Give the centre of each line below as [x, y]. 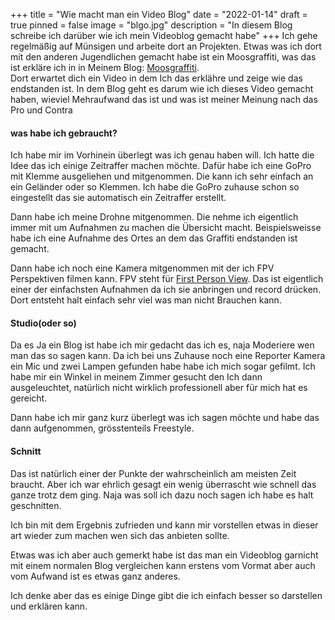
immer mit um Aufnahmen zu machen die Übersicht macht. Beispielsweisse [166, 228]
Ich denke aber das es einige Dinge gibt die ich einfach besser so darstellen [166, 595]
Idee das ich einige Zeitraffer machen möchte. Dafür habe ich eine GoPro [161, 166]
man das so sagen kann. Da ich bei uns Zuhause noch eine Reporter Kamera [168, 356]
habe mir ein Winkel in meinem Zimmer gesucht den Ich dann [136, 377]
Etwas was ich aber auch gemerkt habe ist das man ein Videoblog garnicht [164, 555]
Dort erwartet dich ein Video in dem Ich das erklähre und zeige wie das [156, 78]
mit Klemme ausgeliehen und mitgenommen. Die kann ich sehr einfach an [162, 176]
